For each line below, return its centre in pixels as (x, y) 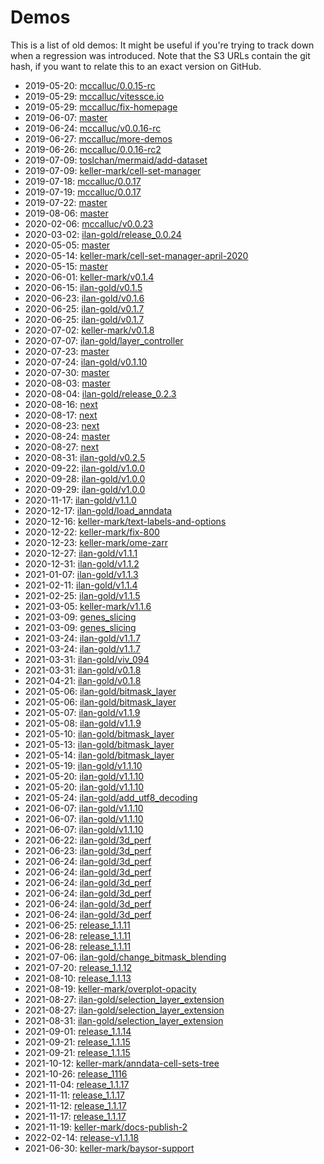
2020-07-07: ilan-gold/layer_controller (104, 340)
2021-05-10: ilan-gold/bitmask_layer (99, 733)
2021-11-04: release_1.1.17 (77, 1084)
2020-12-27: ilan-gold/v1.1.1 (81, 553)
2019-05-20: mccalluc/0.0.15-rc (90, 85)
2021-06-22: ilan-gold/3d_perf (88, 840)
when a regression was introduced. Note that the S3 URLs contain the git (160, 55)
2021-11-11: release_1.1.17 (74, 1095)
